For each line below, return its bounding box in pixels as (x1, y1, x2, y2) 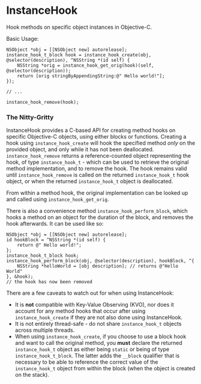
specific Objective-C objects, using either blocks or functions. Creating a (6, 133, 187, 140)
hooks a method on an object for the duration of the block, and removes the (6, 214, 194, 221)
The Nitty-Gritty (6, 113, 54, 121)
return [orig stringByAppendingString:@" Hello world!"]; (17, 73, 165, 79)
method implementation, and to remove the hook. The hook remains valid (6, 165, 187, 172)
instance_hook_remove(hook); (6, 99, 79, 105)
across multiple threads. (14, 326, 75, 334)
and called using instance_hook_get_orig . (6, 196, 109, 203)
